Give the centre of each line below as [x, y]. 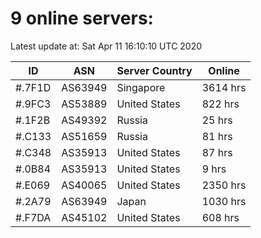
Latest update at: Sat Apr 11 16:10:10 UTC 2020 [106, 46]
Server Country [154, 70]
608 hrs [220, 217]
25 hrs [217, 120]
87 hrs [217, 152]
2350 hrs [224, 185]
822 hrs [220, 104]
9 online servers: [82, 18]
